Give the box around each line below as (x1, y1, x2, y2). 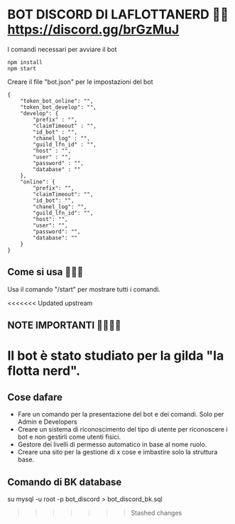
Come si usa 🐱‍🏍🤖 (7, 266, 84, 278)
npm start (7, 65, 37, 72)
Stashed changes (131, 508, 182, 517)
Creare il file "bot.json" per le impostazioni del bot (7, 77, 154, 86)
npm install (7, 58, 43, 66)
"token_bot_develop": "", (20, 103, 97, 111)
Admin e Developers (17, 417, 77, 426)
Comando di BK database (7, 476, 122, 488)
